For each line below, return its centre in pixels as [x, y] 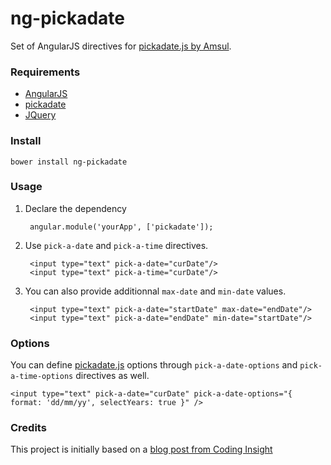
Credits [28, 428]
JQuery [40, 115]
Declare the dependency [75, 208]
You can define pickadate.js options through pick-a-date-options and [154, 365]
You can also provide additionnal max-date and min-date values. [155, 291]
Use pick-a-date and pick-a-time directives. [116, 245]
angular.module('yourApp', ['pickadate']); [121, 227]
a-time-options [42, 377]
